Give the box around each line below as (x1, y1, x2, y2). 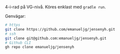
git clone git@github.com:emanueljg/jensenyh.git (5, 36, 107, 41)
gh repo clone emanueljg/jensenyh (5, 45, 75, 50)
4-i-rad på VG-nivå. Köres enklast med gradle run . (5, 4, 106, 10)
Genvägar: (5, 13, 26, 19)
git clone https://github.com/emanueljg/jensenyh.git (5, 27, 116, 32)
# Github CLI (5, 40, 31, 45)
